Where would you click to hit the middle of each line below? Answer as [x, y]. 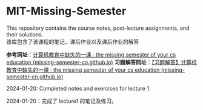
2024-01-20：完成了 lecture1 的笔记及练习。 [62, 101]
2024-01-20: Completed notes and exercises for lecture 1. [78, 88]
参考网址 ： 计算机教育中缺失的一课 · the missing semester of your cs [91, 54]
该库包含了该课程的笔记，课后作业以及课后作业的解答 [73, 41]
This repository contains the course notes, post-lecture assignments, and [98, 28]
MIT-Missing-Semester [66, 11]
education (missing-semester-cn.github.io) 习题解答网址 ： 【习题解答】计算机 [101, 62]
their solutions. [25, 34]
